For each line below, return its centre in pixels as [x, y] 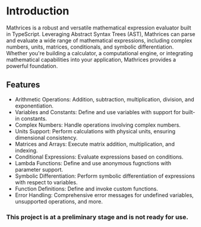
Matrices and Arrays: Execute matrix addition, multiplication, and [95, 144]
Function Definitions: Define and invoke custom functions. [86, 189]
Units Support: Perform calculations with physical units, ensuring [95, 131]
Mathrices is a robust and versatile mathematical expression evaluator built [99, 28]
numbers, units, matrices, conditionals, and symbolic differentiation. [90, 47]
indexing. [26, 150]
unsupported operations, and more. [59, 201]
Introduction [38, 11]
